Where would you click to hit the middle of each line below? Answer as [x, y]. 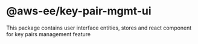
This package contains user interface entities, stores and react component [99, 28]
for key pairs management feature [49, 34]
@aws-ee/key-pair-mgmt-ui [79, 11]
